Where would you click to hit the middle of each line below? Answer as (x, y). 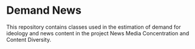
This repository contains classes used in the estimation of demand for (94, 27)
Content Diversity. (29, 39)
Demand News (44, 10)
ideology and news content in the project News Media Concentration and (98, 33)
